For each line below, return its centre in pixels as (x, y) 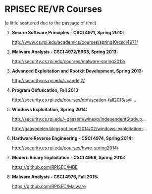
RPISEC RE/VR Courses (53, 9)
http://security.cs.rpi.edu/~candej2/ (48, 80)
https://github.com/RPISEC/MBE (45, 167)
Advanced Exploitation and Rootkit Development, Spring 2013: (77, 71)
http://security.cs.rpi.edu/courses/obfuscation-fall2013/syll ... (74, 100)
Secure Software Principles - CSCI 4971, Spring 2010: (68, 32)
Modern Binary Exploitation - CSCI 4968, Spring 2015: (69, 157)
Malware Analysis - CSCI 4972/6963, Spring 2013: (65, 52)
